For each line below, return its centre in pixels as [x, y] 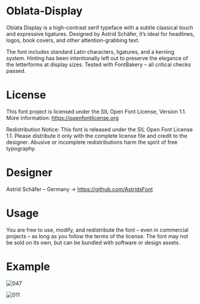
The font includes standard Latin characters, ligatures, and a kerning [90, 51]
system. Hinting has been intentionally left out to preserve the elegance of [97, 58]
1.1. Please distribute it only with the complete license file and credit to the [97, 136]
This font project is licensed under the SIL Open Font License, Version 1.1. [96, 111]
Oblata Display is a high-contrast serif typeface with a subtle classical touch [100, 27]
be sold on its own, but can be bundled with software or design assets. [93, 242]
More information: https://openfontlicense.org [62, 118]
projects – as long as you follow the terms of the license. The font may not [97, 236]
